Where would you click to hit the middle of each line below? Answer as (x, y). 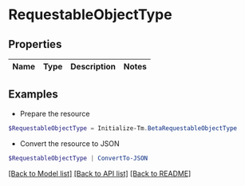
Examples (33, 95)
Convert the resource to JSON (69, 143)
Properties (35, 44)
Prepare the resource (55, 113)
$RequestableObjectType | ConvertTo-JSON (78, 158)
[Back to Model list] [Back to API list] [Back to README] (100, 173)
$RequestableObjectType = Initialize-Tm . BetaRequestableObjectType (123, 128)
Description (93, 67)
